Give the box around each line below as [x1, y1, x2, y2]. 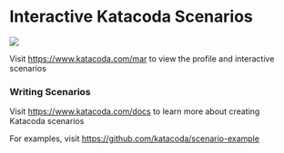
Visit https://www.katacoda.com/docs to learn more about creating [9, 106, 260, 117]
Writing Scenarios [9, 85, 91, 98]
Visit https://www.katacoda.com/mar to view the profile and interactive [9, 53, 275, 64]
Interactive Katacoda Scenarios [9, 6, 253, 27]
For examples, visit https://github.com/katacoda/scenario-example [9, 133, 259, 144]
